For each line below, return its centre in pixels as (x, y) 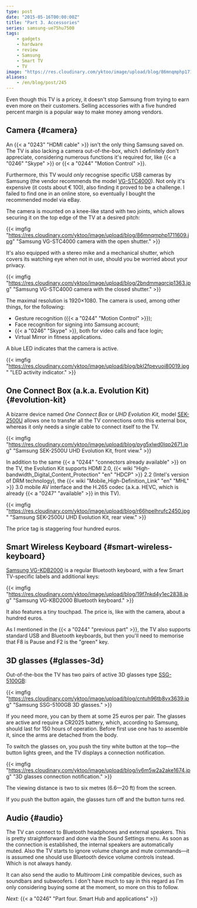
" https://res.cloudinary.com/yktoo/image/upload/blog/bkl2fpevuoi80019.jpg (98, 366)
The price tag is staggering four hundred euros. (64, 528)
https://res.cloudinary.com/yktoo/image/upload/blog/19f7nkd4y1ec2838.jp (98, 594)
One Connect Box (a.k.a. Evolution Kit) (78, 391)
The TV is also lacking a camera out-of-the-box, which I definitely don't (92, 151)
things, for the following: (35, 307)
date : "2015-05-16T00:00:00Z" (43, 17)
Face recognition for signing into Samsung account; (77, 324)
